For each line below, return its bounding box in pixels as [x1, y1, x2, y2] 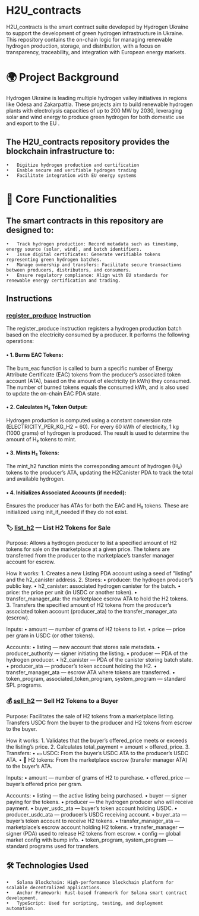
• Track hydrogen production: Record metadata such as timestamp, [6, 241, 179, 247]
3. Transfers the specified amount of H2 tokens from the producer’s [6, 602, 172, 609]
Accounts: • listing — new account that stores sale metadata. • [6, 644, 160, 651]
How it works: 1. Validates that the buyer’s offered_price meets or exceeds [6, 737, 188, 744]
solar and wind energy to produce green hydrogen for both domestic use [6, 113, 185, 120]
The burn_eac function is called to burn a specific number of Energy [6, 364, 173, 372]
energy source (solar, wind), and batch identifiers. [6, 246, 143, 252]
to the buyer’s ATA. [6, 762, 52, 769]
